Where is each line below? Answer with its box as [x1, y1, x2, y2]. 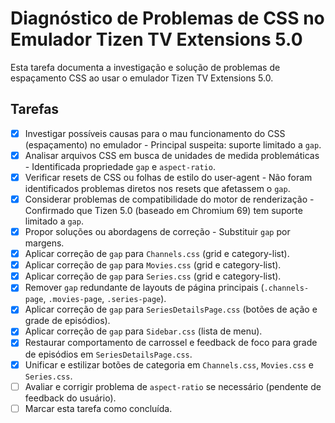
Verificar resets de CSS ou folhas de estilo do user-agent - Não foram [24, 171, 313, 183]
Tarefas [10, 101, 60, 118]
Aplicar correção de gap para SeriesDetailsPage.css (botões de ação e [24, 303, 318, 316]
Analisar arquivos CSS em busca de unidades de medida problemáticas [24, 149, 320, 161]
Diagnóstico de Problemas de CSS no [10, 7, 325, 30]
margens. [24, 237, 65, 249]
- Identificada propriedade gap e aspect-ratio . [24, 160, 216, 172]
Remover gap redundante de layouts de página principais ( [24, 282, 265, 294]
